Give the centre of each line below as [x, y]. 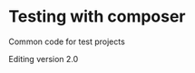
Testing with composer [97, 17]
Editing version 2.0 [44, 59]
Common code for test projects [67, 41]
